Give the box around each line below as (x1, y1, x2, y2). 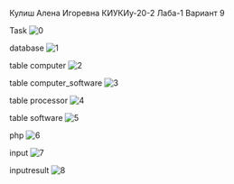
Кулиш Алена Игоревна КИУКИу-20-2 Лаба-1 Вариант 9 (9, 8, 225, 18)
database (9, 42, 45, 53)
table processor (9, 95, 69, 106)
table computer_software (9, 78, 103, 88)
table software (9, 113, 63, 123)
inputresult (9, 165, 50, 175)
